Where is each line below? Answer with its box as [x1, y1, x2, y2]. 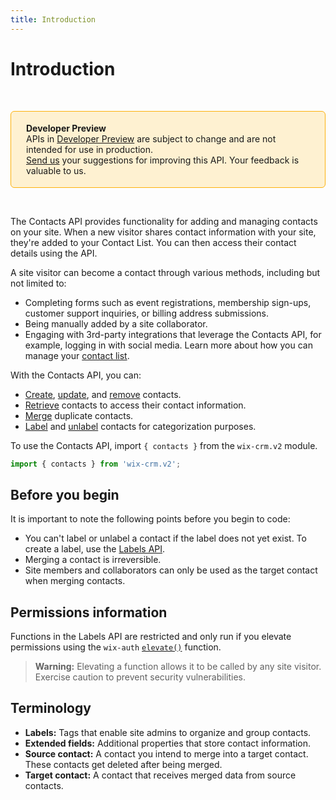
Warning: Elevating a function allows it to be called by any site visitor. [34, 661, 322, 673]
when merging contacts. [24, 575, 126, 587]
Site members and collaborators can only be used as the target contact [24, 564, 318, 576]
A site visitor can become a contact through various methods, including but [10, 266, 321, 278]
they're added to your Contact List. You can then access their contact [10, 236, 297, 248]
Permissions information [10, 604, 168, 621]
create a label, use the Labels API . [24, 543, 166, 555]
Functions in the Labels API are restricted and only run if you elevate [10, 631, 292, 643]
